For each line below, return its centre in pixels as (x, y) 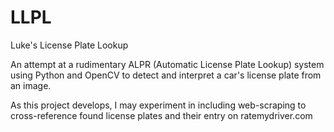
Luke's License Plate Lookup (69, 45)
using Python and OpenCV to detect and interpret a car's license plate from (166, 75)
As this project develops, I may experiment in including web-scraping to (158, 105)
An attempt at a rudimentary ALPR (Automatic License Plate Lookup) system (167, 64)
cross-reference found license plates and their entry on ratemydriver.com (161, 115)
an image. (31, 85)
